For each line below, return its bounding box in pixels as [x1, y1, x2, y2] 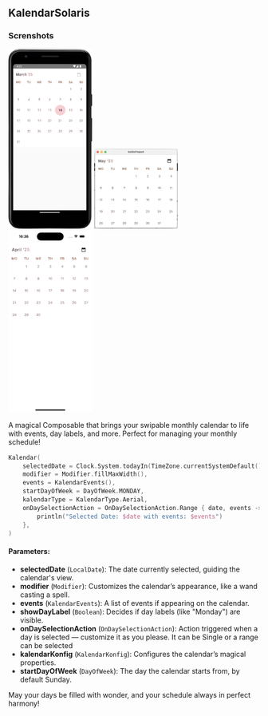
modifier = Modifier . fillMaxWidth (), [22, 470, 148, 478]
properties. [19, 658, 57, 667]
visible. [19, 615, 44, 625]
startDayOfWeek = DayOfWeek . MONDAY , [22, 487, 145, 496]
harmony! [8, 698, 40, 708]
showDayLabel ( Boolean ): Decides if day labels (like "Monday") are [19, 607, 241, 616]
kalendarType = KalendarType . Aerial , [22, 496, 148, 504]
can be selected [19, 640, 73, 650]
